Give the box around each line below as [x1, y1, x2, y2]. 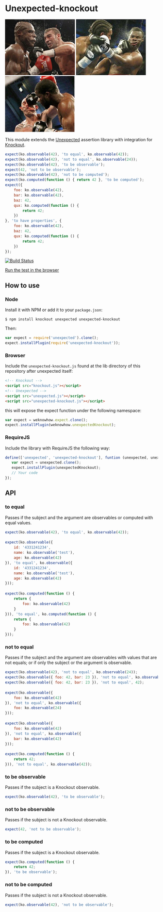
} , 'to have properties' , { [5, 218, 62, 223]
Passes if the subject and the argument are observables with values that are [5, 655, 157, 661]
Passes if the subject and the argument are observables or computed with [5, 514, 153, 520]
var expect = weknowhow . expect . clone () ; [5, 417, 88, 422]
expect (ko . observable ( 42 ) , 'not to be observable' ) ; [5, 902, 114, 907]
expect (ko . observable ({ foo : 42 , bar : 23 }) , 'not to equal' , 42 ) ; [5, 680, 145, 685]
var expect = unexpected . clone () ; [11, 460, 81, 465]
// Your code [11, 470, 38, 476]
